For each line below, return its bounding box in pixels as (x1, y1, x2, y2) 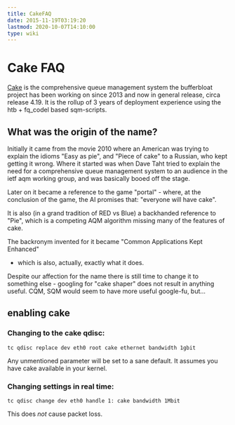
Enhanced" (7, 245, 40, 253)
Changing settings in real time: (7, 382, 114, 391)
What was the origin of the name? (7, 126, 158, 137)
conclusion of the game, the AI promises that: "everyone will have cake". (7, 196, 217, 203)
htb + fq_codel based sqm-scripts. (7, 106, 107, 114)
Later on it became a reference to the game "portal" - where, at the (7, 188, 201, 196)
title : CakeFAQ (7, 10, 52, 18)
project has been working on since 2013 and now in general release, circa (7, 90, 221, 99)
